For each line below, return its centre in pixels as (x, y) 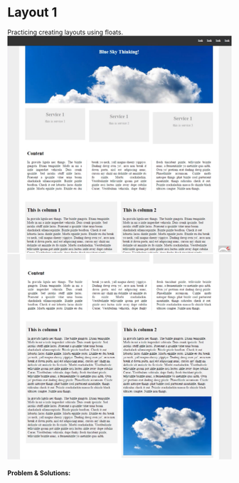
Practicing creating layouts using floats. (65, 32)
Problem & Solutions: (39, 473)
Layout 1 (32, 12)
